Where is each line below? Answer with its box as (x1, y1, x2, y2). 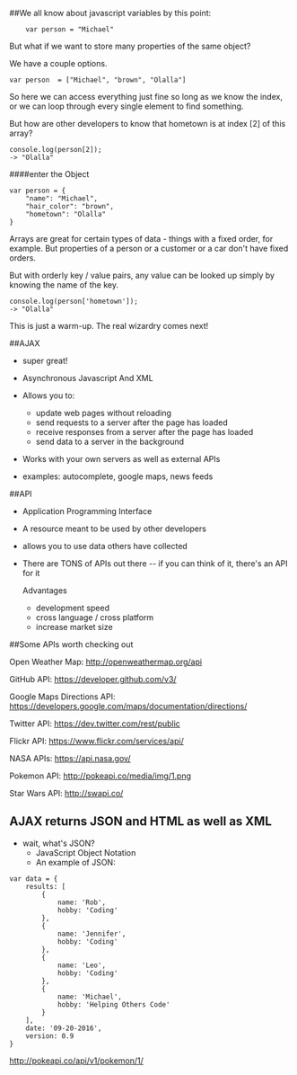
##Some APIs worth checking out (9, 639, 134, 650)
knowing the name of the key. (9, 280, 119, 290)
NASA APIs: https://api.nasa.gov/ (9, 753, 132, 763)
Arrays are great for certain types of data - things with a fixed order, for (9, 234, 274, 244)
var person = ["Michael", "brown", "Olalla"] (9, 76, 187, 84)
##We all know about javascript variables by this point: (9, 8, 212, 18)
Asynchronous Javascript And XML (22, 373, 154, 383)
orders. (9, 253, 36, 263)
